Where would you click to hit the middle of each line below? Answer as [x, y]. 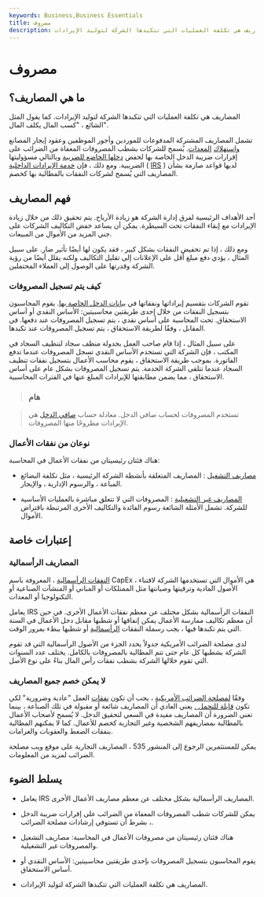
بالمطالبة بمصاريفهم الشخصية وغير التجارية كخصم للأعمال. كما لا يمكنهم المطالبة [126, 723]
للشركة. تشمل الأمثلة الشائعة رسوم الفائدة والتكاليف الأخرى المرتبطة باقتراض [134, 507]
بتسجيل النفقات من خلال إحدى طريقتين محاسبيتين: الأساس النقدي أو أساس [119, 312]
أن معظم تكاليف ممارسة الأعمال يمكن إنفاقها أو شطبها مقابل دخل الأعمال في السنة [131, 620]
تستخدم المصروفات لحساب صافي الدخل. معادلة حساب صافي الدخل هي [133, 414]
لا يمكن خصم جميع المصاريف [57, 680]
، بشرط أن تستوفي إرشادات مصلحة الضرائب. [87, 822]
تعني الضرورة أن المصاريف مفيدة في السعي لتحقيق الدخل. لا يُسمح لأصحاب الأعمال [131, 715]
